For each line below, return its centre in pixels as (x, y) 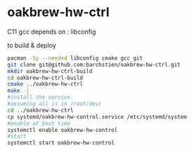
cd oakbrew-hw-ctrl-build (45, 78)
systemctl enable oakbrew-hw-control (63, 130)
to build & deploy (32, 45)
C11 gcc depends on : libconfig (52, 32)
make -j (19, 91)
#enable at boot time (39, 124)
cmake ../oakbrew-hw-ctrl (45, 84)
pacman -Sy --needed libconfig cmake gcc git (75, 58)
